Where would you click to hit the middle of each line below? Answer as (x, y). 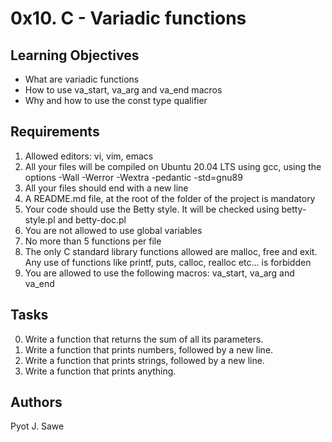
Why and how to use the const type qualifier (116, 100)
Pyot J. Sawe (37, 426)
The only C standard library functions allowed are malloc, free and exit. (171, 251)
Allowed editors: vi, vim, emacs (89, 156)
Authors (36, 402)
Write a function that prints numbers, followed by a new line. (149, 349)
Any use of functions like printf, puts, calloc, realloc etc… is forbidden (168, 262)
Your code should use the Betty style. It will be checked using (152, 209)
